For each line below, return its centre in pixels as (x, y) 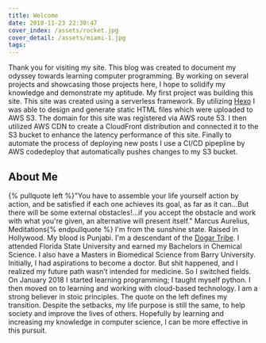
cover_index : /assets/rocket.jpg (64, 30)
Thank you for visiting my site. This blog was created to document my (122, 67)
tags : (17, 45)
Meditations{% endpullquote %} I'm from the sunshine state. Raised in (123, 229)
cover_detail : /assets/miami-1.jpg (67, 38)
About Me (33, 176)
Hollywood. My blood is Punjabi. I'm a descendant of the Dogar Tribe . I (124, 238)
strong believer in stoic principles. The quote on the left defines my (118, 296)
